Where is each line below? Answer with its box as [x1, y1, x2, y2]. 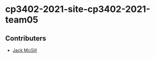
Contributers [5, 34, 47, 42]
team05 [5, 14, 39, 25]
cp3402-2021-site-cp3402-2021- [5, 3, 150, 15]
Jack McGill [12, 47, 37, 53]
